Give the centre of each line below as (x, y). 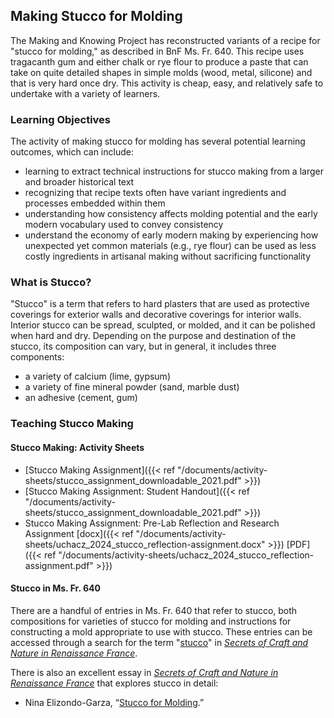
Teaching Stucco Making (72, 424)
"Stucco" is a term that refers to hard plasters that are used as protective (160, 304)
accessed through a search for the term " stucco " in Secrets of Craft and (159, 642)
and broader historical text (79, 182)
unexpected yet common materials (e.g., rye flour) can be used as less (170, 246)
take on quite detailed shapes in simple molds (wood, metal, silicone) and (161, 72)
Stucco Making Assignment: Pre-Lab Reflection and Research (152, 523)
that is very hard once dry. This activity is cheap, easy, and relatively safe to (167, 83)
